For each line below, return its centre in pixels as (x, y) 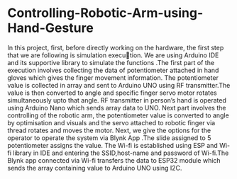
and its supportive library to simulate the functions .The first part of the (111, 62)
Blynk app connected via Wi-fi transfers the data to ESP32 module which (114, 160)
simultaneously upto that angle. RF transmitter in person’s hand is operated (117, 100)
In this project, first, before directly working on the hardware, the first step (116, 47)
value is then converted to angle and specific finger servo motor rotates (112, 93)
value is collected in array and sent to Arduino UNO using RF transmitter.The (119, 85)
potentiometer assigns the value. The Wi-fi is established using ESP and (112, 145)
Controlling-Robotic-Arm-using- (105, 13)
